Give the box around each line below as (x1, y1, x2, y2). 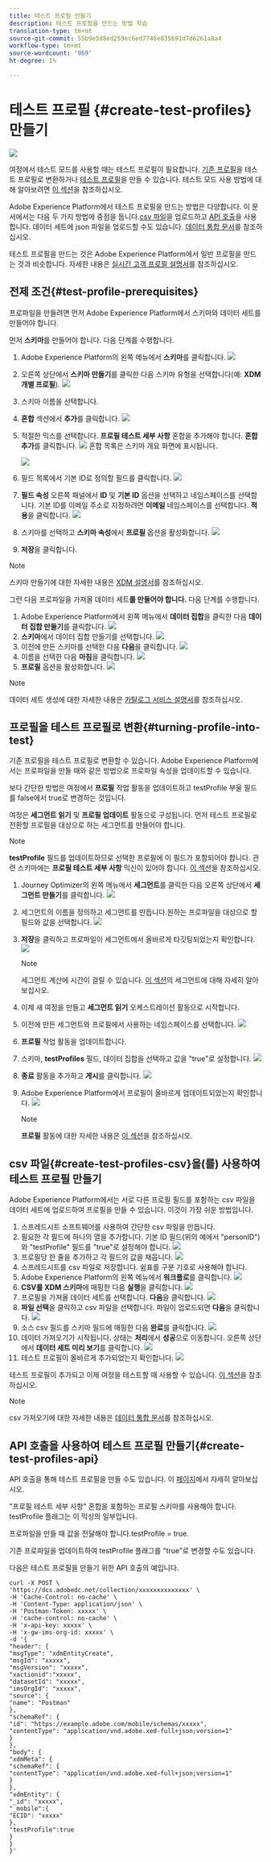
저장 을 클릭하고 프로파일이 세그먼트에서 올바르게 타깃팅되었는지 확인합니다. (20, 935, 256, 944)
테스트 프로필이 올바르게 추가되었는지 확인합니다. (20, 1353, 174, 1362)
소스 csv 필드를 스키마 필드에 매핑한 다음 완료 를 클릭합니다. (20, 1323, 207, 1333)
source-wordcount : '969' (9, 49, 92, 57)
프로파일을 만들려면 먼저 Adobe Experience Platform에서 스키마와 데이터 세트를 (9, 308, 261, 317)
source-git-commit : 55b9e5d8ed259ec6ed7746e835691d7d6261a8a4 (9, 34, 222, 43)
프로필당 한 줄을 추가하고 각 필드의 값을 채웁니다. (20, 1252, 174, 1262)
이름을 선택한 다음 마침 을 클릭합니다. (20, 652, 135, 661)
